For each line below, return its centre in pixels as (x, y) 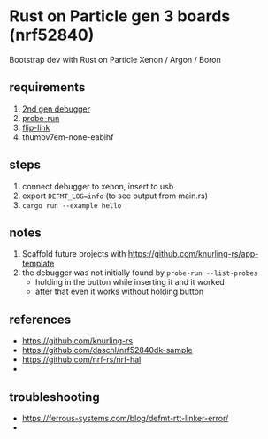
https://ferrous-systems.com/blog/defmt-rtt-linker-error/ (125, 418)
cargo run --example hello (72, 205)
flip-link (36, 127)
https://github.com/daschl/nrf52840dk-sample (107, 350)
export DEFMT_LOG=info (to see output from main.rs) (115, 196)
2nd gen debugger (56, 109)
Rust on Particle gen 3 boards (120, 16)
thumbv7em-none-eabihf (68, 137)
